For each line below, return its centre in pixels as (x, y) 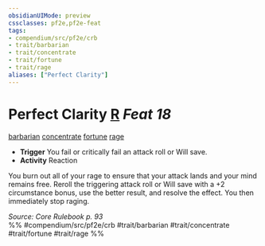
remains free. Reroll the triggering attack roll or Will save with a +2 (117, 184)
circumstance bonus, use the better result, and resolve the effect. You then (131, 193)
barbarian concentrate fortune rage (66, 136)
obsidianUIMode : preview (49, 16)
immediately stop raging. (49, 201)
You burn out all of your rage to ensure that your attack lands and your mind (132, 175)
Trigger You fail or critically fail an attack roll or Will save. (113, 151)
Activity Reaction (49, 160)
